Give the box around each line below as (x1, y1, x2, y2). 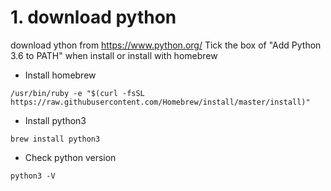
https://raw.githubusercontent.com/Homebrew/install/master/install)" (10, 97, 311, 107)
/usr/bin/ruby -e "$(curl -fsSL (10, 88, 145, 98)
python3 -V (10, 171, 56, 181)
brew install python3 (10, 134, 101, 144)
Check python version (24, 151, 117, 163)
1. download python (10, 6, 177, 29)
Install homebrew (24, 69, 97, 81)
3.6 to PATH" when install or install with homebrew (10, 49, 218, 61)
